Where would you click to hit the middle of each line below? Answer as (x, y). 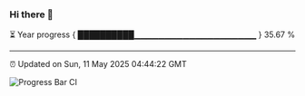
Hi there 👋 (32, 14)
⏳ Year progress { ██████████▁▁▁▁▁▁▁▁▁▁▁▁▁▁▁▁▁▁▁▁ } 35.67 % (152, 34)
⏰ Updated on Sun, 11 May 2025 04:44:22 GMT (98, 64)
